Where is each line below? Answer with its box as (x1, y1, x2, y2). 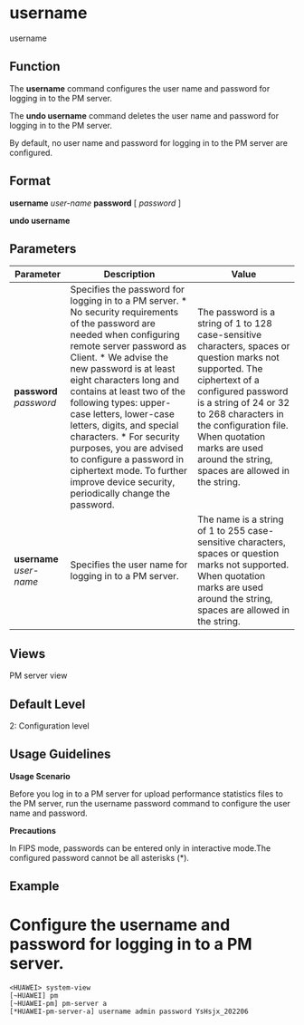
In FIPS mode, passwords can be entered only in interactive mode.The (9, 842, 271, 854)
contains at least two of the (70, 385, 185, 398)
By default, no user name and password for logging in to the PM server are (9, 137, 288, 148)
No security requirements (70, 306, 179, 319)
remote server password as (70, 340, 187, 353)
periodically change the (70, 488, 170, 500)
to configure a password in (70, 453, 184, 466)
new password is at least (70, 363, 176, 375)
